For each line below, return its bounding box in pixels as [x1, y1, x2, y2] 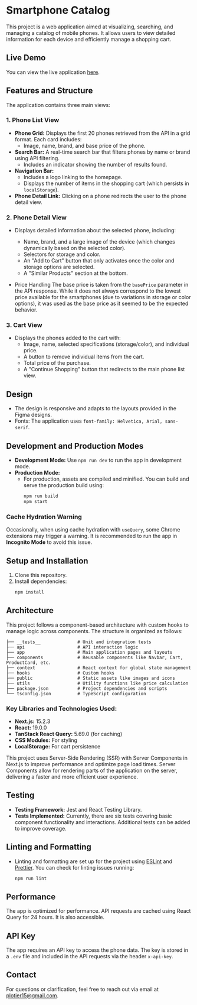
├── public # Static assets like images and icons [6, 675, 176, 681]
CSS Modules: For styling [14, 737, 78, 744]
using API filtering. [14, 154, 60, 161]
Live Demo [6, 53, 46, 63]
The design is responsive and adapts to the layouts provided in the [14, 405, 177, 412]
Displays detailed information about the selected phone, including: [14, 227, 176, 234]
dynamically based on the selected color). [23, 245, 126, 252]
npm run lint [14, 876, 47, 881]
